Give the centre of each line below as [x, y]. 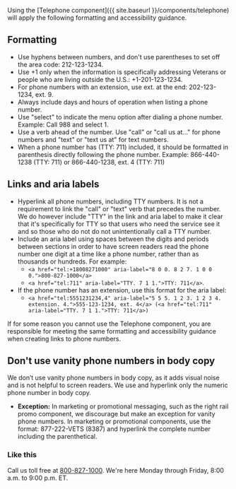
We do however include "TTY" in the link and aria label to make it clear [120, 216]
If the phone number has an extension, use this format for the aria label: [122, 290]
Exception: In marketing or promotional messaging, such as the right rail [123, 406]
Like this [22, 455]
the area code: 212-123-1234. [60, 64]
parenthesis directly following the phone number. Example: [103, 154]
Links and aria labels [53, 184]
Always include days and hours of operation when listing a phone [113, 102]
